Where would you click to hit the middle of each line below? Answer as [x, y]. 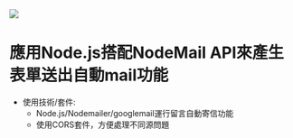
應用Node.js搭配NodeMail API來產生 [147, 53]
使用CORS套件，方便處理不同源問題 [103, 124]
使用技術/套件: [49, 102]
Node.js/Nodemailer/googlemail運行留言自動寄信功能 [135, 113]
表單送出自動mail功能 [89, 75]
